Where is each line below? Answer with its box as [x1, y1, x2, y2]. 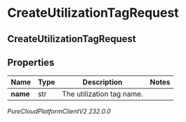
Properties [7, 56, 55, 68]
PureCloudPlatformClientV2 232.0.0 [7, 107, 111, 116]
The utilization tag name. [62, 89, 144, 99]
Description [82, 77, 123, 87]
